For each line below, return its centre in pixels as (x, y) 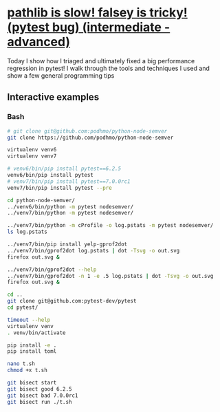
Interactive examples (53, 97)
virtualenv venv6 (32, 150)
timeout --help (29, 320)
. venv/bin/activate (37, 333)
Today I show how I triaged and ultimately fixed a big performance (101, 61)
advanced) (39, 42)
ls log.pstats (27, 232)
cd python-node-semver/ (41, 200)
